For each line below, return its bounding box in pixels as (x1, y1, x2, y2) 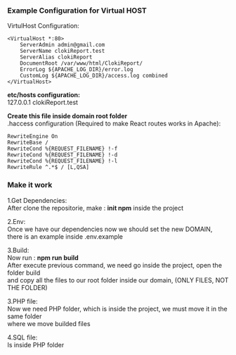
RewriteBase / (7, 139, 49, 147)
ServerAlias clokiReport (20, 54, 93, 61)
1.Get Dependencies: (7, 196, 67, 204)
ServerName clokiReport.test (20, 48, 105, 55)
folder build (7, 268, 41, 277)
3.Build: (7, 246, 29, 254)
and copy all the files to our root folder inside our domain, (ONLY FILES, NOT (7, 275, 229, 284)
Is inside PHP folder (7, 340, 65, 349)
